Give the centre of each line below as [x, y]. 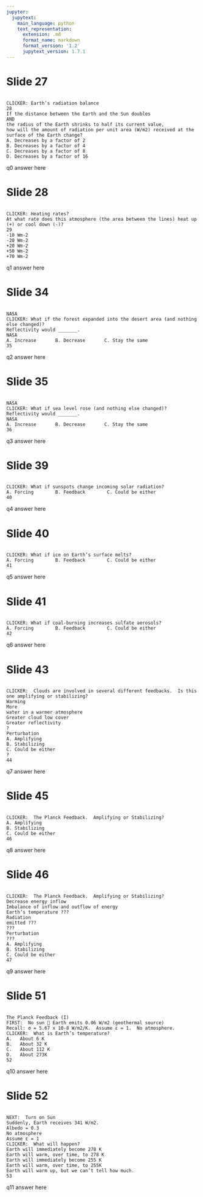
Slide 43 [28, 669]
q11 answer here [26, 1187]
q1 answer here [25, 268]
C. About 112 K [28, 1050]
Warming [16, 702]
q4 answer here [26, 509]
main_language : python [46, 23]
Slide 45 [27, 796]
